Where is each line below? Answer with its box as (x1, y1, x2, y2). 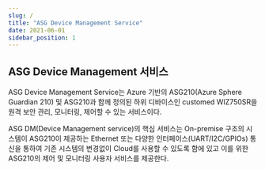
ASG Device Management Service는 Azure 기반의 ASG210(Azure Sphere (8, 88, 243, 97)
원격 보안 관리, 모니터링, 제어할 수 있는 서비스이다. (8, 108, 162, 117)
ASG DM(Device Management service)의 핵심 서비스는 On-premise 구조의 (8, 124, 245, 134)
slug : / (8, 11, 34, 20)
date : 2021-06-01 (8, 26, 66, 34)
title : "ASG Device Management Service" (8, 19, 144, 27)
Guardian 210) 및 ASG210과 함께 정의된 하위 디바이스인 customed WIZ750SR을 (8, 97, 258, 107)
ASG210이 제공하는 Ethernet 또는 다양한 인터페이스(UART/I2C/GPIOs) (28, 134, 248, 143)
